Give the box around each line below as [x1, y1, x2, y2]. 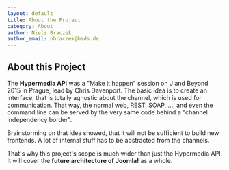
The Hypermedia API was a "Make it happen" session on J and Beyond [7, 79, 208, 87]
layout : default [7, 10, 53, 17]
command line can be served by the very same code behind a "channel [7, 108, 208, 117]
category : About [7, 23, 53, 29]
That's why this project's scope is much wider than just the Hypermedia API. [7, 149, 223, 158]
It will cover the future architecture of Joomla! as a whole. [7, 156, 173, 165]
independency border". [7, 115, 72, 123]
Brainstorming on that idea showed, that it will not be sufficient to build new [7, 128, 220, 137]
